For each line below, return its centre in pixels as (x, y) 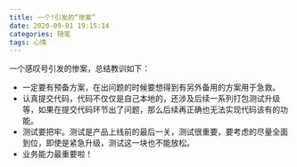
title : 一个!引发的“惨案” (53, 17)
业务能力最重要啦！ (58, 154)
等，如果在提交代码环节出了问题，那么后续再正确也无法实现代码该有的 (151, 110)
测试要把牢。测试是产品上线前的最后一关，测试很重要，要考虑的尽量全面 (155, 132)
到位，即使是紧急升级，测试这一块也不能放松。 (108, 143)
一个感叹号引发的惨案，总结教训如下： (79, 68)
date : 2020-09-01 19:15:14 (59, 26)
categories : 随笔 (40, 34)
